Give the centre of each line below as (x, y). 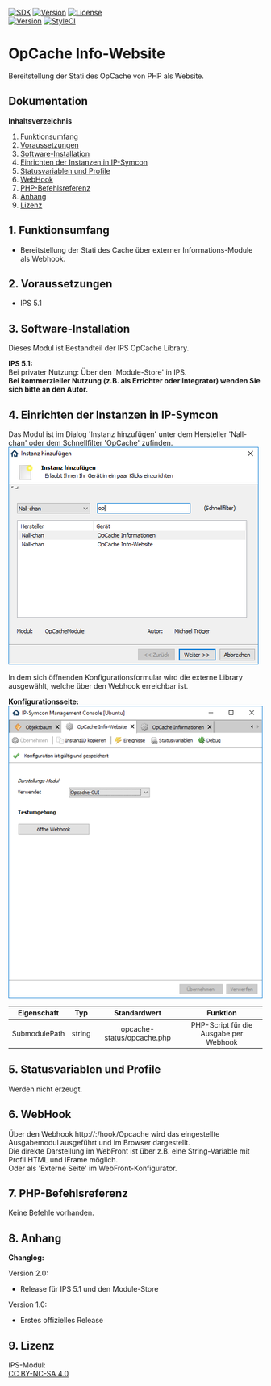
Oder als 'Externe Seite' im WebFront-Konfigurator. (93, 1168)
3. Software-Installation (69, 328)
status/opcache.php (138, 1038)
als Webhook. (43, 258)
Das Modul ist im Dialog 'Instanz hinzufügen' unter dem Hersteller (118, 434)
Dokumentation (48, 101)
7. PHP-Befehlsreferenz (69, 1193)
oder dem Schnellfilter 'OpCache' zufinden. (101, 443)
